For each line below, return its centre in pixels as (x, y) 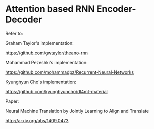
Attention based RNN (50, 9)
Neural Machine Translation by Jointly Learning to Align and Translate (77, 111)
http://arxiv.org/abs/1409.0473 (37, 120)
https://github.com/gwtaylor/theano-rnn (47, 53)
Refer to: (14, 33)
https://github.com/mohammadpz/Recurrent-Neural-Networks (70, 72)
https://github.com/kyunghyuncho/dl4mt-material (56, 91)
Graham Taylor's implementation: (39, 43)
